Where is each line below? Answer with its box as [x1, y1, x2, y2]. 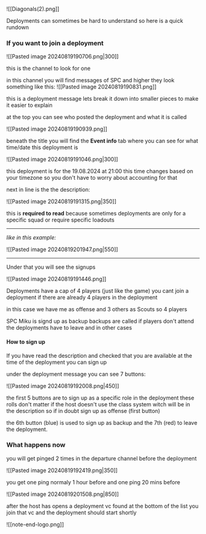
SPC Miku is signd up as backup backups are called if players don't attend [6, 317, 194, 325]
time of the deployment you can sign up [6, 358, 107, 366]
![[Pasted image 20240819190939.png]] [6, 125, 107, 133]
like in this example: [6, 234, 56, 241]
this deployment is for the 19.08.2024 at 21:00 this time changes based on [6, 168, 194, 175]
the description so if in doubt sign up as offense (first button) [6, 407, 161, 414]
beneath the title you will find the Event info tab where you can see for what [6, 137, 199, 145]
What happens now [6, 441, 66, 449]
